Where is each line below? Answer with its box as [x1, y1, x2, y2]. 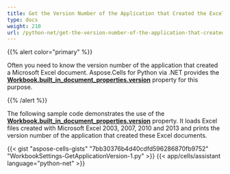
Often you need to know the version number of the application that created [7, 61, 218, 69]
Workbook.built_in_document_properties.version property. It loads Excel [7, 117, 218, 125]
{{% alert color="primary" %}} [7, 48, 93, 56]
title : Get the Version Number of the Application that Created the [7, 10, 207, 17]
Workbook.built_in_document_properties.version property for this [7, 76, 199, 84]
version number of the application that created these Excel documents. [7, 132, 207, 140]
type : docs [7, 16, 38, 23]
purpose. [7, 83, 33, 91]
